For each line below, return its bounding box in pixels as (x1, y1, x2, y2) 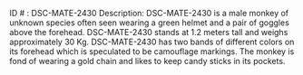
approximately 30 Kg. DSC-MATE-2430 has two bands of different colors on (9, 36, 295, 47)
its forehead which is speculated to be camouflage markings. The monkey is (9, 46, 295, 57)
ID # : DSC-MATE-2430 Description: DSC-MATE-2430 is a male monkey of (9, 8, 289, 18)
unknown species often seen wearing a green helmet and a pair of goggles (9, 17, 290, 28)
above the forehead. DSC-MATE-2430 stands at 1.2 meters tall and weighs (9, 27, 288, 37)
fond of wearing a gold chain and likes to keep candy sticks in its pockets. (9, 56, 286, 66)
